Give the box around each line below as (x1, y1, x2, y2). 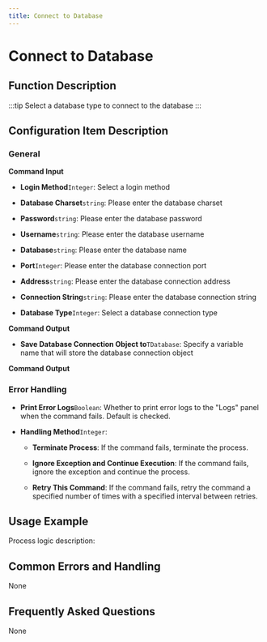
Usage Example (8, 515, 89, 528)
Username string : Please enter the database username (19, 229, 205, 239)
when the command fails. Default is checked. (19, 411, 172, 421)
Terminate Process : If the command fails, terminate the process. (32, 443, 249, 452)
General (8, 148, 40, 159)
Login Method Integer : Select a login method (19, 182, 170, 192)
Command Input (8, 167, 64, 177)
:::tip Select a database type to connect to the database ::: (8, 101, 202, 110)
